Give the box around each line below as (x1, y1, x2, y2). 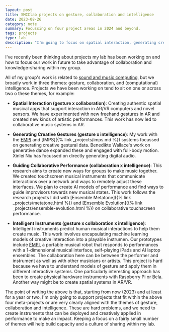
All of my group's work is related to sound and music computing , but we (5, 74, 154, 80)
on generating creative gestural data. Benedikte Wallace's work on (12, 142, 151, 148)
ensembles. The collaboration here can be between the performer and (12, 252, 158, 258)
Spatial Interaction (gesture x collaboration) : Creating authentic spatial (12, 100, 161, 106)
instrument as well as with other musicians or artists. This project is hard (12, 258, 162, 264)
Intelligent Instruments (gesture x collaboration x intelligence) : (12, 220, 146, 226)
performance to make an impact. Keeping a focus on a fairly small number (5, 315, 159, 321)
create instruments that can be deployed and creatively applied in (5, 310, 141, 316)
